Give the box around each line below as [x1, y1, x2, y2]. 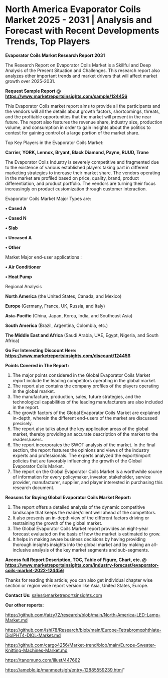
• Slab [5, 225, 18, 231]
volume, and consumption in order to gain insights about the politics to [5, 124, 151, 130]
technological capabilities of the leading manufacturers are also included [12, 399, 163, 405]
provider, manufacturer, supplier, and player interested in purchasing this [12, 479, 163, 485]
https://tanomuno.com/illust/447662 [5, 657, 80, 663]
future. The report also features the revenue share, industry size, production [5, 119, 163, 125]
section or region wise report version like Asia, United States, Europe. [5, 582, 149, 588]
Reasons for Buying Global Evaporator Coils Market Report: [5, 494, 131, 500]
